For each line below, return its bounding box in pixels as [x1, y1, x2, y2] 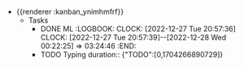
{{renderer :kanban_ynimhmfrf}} [15, 7, 124, 16]
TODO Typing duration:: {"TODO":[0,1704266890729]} [40, 50, 224, 59]
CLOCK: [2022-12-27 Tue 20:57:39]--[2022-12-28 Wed [40, 32, 227, 42]
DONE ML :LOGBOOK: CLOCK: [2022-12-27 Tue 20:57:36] [40, 24, 236, 33]
